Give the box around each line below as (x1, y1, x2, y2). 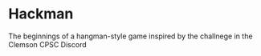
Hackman (8, 5, 74, 23)
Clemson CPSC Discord (8, 39, 87, 49)
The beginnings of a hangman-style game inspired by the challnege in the (8, 31, 253, 41)
